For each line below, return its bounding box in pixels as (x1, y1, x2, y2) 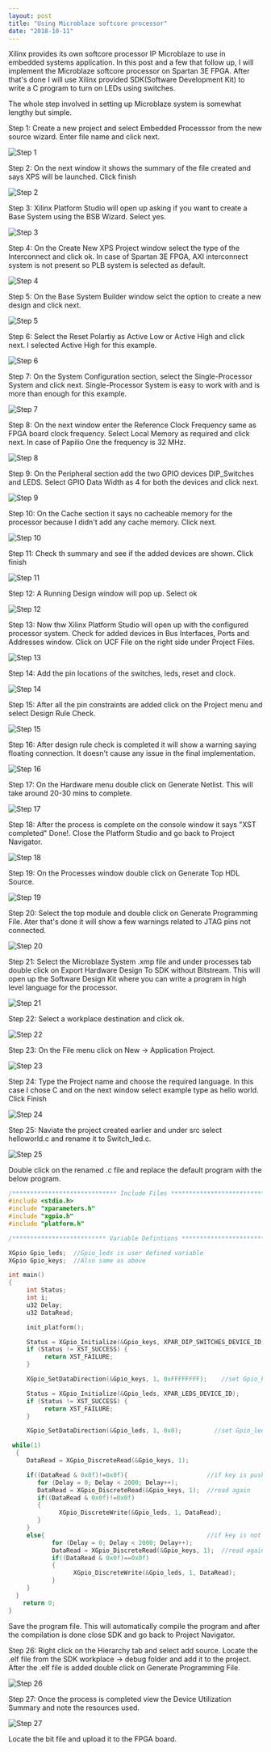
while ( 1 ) (11, 1441, 42, 1449)
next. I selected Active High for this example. (8, 341, 157, 350)
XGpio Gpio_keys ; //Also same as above (8, 1256, 147, 1265)
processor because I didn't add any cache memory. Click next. (8, 517, 217, 527)
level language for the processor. (8, 982, 119, 992)
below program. (8, 1174, 61, 1184)
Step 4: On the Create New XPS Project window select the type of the (8, 244, 240, 253)
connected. (8, 926, 47, 935)
